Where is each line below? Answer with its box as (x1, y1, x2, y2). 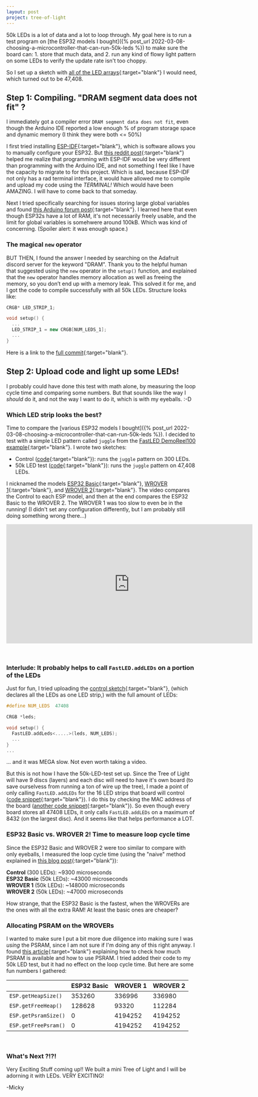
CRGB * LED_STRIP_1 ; (6, 304, 56, 311)
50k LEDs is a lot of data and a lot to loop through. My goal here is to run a (6, 31, 192, 38)
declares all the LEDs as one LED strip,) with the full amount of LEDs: (6, 691, 178, 698)
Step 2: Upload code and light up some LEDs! (6, 366, 180, 377)
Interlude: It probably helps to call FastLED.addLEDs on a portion (6, 663, 194, 672)
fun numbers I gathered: (6, 967, 67, 974)
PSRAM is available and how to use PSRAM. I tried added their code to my (6, 954, 191, 961)
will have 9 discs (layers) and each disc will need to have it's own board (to (6, 777, 194, 784)
